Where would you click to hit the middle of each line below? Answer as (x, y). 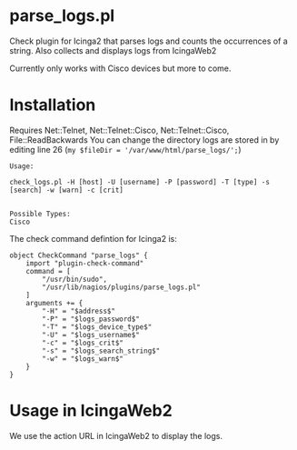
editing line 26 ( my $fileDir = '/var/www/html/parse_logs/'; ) (126, 149)
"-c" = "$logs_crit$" (83, 343)
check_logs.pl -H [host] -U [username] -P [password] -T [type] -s (140, 182)
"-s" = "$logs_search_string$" (101, 351)
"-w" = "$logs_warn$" (83, 359)
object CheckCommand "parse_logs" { (79, 255)
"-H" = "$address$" (79, 311)
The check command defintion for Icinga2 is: (93, 238)
